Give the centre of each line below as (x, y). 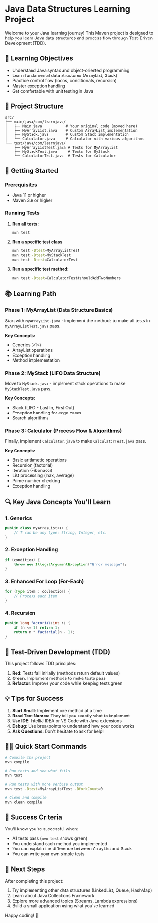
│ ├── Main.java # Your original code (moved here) (71, 126)
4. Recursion (20, 613)
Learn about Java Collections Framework (53, 896)
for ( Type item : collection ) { (38, 591)
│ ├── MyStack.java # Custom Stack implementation (67, 134)
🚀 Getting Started (32, 171)
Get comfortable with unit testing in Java (53, 91)
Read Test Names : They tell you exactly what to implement (71, 716)
